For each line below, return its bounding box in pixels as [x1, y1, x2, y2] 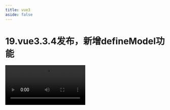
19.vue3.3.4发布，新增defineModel [5, 35, 156, 47]
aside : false [5, 12, 33, 17]
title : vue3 [5, 7, 30, 13]
